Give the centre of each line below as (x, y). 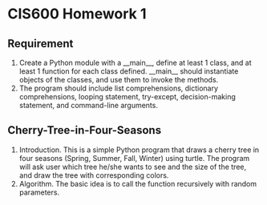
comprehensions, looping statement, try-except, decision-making (127, 96)
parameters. (39, 192)
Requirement (40, 44)
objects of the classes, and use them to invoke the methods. (119, 80)
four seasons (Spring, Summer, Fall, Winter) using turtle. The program (134, 158)
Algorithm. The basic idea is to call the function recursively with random (138, 183)
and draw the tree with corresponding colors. (94, 175)
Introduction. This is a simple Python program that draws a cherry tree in (139, 150)
